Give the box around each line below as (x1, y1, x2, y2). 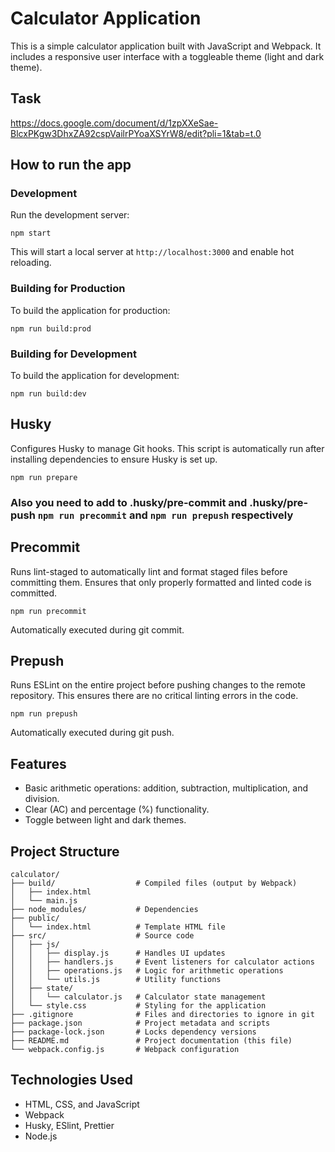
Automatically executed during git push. (10, 727, 175, 739)
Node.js (24, 1130, 58, 1142)
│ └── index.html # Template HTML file (10, 922, 226, 932)
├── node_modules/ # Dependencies (10, 905, 199, 915)
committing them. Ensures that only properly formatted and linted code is (10, 576, 312, 588)
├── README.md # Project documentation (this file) (10, 1036, 293, 1046)
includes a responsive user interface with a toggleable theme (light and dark (10, 50, 325, 62)
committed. (10, 587, 58, 599)
